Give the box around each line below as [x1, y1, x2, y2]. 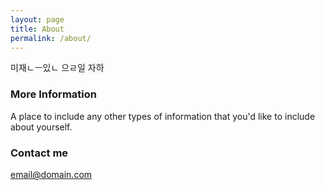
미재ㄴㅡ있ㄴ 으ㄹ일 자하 [10, 62, 105, 74]
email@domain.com [10, 168, 93, 180]
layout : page [10, 14, 65, 25]
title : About [10, 24, 65, 34]
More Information [10, 87, 97, 101]
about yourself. [10, 121, 73, 133]
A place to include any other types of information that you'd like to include [10, 110, 316, 122]
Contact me [10, 146, 69, 160]
